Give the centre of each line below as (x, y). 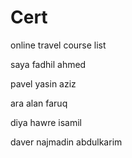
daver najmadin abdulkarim (66, 142)
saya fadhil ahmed (48, 64)
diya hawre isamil (46, 122)
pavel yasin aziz (43, 83)
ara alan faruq (39, 103)
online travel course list (58, 45)
